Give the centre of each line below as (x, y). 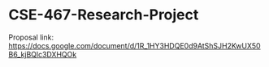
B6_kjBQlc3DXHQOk (43, 54)
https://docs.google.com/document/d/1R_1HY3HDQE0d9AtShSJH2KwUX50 (135, 45)
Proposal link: (31, 37)
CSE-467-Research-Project (104, 15)
